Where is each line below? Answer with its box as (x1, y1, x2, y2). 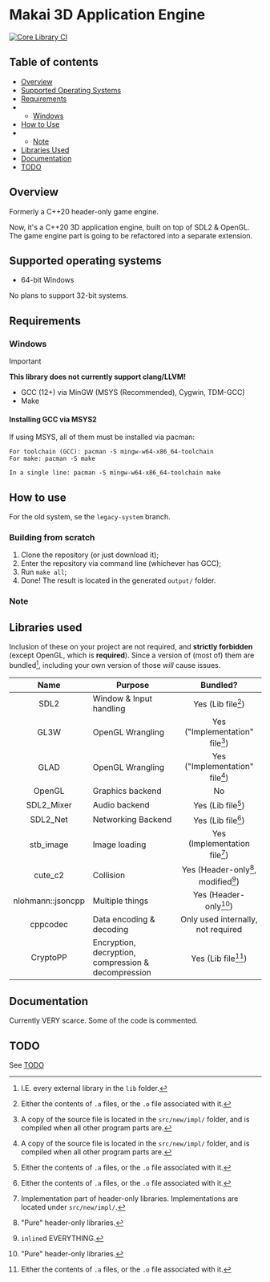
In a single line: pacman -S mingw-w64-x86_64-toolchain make (9, 469, 221, 477)
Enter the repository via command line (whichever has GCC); (20, 559, 222, 568)
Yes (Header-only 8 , (181, 863, 257, 876)
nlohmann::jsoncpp (13, 895, 85, 906)
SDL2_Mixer (26, 800, 73, 811)
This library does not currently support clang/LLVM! (9, 372, 187, 382)
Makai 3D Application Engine (9, 6, 206, 24)
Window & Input (92, 693, 153, 704)
